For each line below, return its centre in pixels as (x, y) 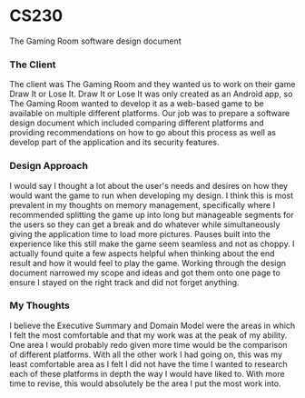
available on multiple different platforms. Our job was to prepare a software (150, 114)
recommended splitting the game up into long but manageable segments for (152, 214)
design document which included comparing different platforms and (137, 123)
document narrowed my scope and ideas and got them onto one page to (145, 273)
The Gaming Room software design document (95, 41)
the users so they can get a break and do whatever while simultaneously (145, 224)
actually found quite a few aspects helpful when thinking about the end (142, 253)
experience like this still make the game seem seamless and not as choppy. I (152, 244)
